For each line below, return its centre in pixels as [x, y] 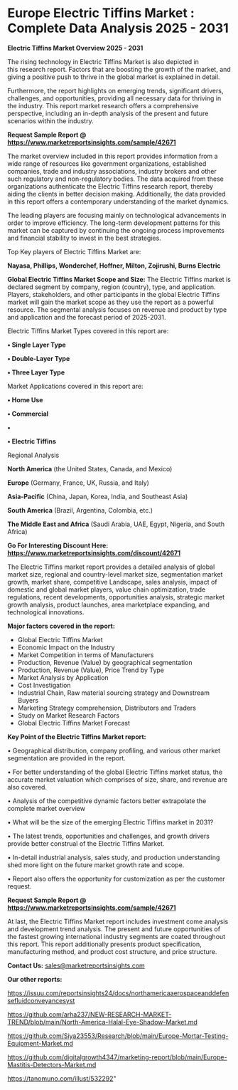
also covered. [27, 787]
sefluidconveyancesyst [41, 1000]
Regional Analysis [33, 455]
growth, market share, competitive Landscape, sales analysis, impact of [113, 582]
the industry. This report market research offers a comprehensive [103, 105]
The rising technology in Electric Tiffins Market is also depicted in [103, 61]
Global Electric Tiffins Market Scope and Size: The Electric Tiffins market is [119, 279]
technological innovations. [46, 612]
